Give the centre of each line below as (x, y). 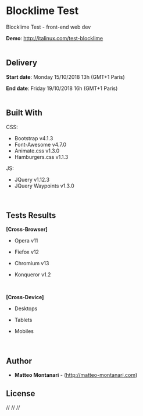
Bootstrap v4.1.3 (34, 138)
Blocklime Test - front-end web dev (49, 27)
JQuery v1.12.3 (32, 179)
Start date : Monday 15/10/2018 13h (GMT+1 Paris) (65, 77)
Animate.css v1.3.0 (37, 151)
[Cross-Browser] (27, 230)
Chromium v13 (32, 264)
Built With (24, 113)
